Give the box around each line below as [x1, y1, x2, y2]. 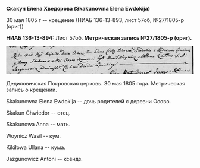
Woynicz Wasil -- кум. [6, 132, 61, 140]
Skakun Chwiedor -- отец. [6, 109, 71, 116]
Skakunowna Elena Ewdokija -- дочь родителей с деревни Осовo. [6, 98, 171, 105]
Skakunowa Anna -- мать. [6, 121, 71, 128]
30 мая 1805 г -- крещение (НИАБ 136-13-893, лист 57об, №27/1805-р [6, 17, 185, 23]
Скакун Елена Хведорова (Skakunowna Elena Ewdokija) [6, 5, 151, 12]
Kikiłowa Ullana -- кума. [6, 144, 65, 151]
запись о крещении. [6, 86, 58, 94]
